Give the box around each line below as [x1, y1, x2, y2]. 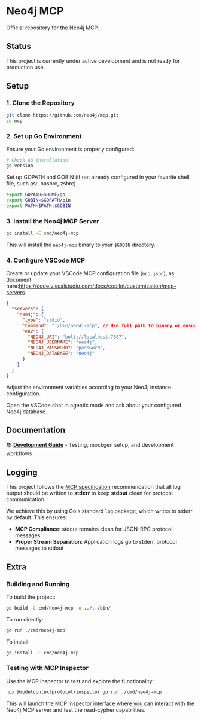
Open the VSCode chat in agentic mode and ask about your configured [6, 401, 181, 409]
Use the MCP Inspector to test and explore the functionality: [6, 677, 154, 684]
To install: [6, 638, 30, 645]
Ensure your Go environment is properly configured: [6, 145, 135, 153]
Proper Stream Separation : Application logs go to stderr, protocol [14, 538, 178, 546]
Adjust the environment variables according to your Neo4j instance [6, 383, 172, 391]
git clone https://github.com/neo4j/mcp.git [6, 112, 119, 118]
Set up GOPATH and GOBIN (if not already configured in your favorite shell [6, 173, 190, 181]
